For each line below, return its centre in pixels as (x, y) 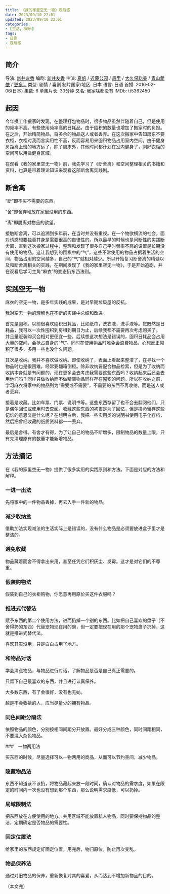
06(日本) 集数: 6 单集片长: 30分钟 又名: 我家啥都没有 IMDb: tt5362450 (78, 91)
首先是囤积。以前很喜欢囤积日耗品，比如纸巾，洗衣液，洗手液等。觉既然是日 (85, 324)
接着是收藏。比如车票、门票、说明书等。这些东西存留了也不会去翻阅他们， (83, 402)
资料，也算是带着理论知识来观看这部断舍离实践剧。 (58, 170)
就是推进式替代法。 (25, 633)
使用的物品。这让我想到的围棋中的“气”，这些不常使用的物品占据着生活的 (85, 252)
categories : (18, 24)
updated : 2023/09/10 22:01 (34, 19)
